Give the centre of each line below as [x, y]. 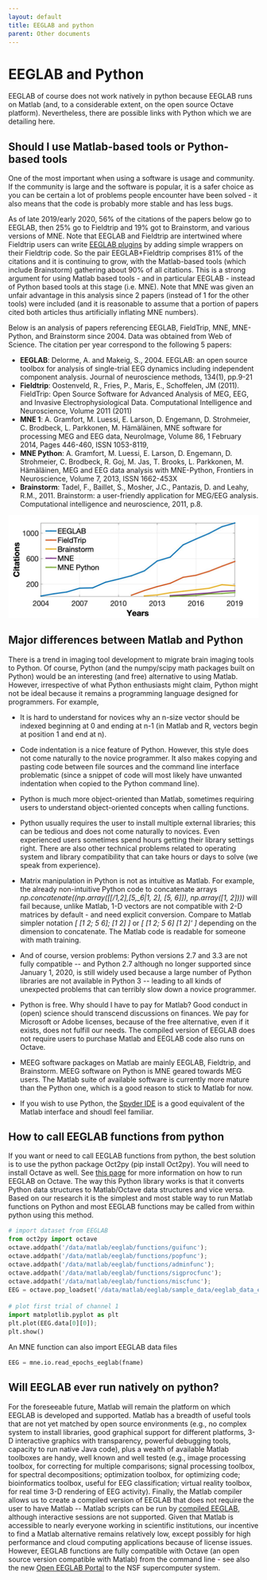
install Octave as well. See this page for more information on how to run [125, 1173]
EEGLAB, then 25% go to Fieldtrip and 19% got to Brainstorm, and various [129, 228]
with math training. [50, 940]
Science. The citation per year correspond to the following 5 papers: [120, 345]
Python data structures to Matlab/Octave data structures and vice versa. [126, 1190]
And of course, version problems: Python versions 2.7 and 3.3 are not [133, 955]
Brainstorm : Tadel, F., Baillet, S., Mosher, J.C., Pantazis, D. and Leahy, [134, 487]
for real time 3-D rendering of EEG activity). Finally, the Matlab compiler [125, 1492]
